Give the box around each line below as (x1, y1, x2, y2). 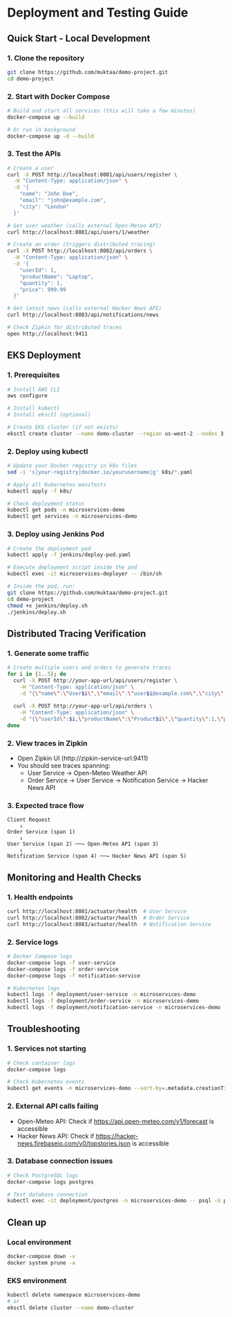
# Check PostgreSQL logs (7, 1172, 79, 1179)
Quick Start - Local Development (7, 33, 151, 44)
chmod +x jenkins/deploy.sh (7, 602, 88, 609)
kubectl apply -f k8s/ (7, 488, 72, 495)
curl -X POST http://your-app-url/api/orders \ (13, 703, 153, 710)
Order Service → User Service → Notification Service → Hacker (27, 776, 209, 784)
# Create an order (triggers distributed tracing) (7, 241, 156, 248)
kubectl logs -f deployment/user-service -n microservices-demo (7, 991, 196, 998)
